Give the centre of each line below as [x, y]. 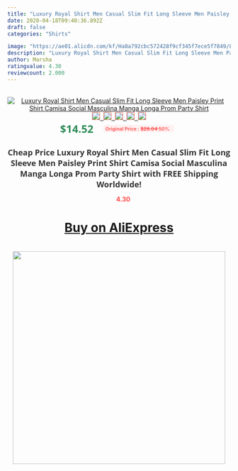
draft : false [27, 27]
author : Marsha [30, 60]
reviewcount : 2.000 [36, 73]
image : [17, 47]
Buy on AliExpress [119, 228]
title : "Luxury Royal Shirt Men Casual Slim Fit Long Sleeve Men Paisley [119, 14]
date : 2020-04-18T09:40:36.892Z [55, 21]
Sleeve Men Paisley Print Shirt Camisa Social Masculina [119, 163]
